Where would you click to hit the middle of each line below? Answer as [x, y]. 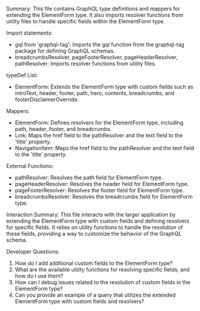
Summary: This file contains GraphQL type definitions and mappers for [93, 9]
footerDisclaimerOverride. [47, 99]
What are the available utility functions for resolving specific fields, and [102, 269]
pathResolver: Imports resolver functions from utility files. [85, 63]
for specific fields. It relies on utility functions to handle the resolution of [95, 227]
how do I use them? [39, 276]
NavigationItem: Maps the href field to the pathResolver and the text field [104, 148]
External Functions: [30, 166]
